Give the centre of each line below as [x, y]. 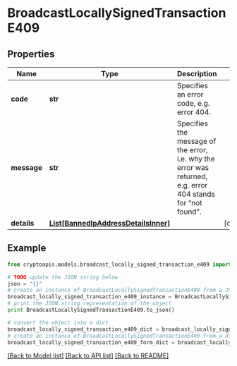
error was [193, 167]
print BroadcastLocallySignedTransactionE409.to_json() [91, 310]
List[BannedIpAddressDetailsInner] [110, 223]
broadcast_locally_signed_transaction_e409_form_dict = [91, 342]
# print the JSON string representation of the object [90, 304]
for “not [189, 203]
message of [196, 141]
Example [27, 248]
